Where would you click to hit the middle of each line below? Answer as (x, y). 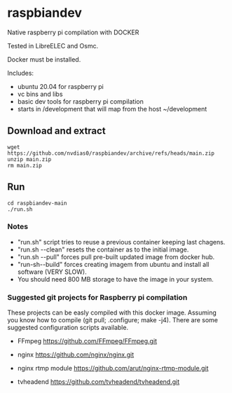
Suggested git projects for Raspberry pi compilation (97, 297)
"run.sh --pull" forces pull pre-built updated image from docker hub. (116, 256)
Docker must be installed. (44, 59)
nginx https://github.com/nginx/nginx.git (76, 354)
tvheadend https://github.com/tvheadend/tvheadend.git (98, 382)
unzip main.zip (29, 159)
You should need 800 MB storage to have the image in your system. (115, 279)
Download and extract (57, 131)
